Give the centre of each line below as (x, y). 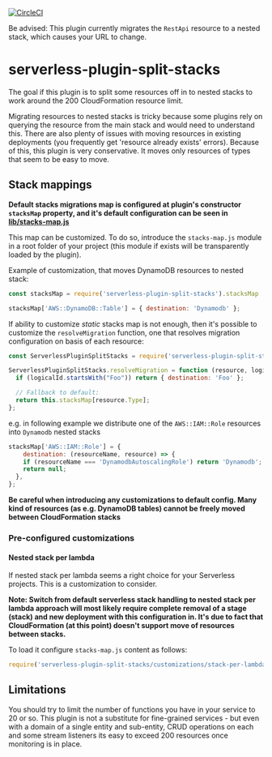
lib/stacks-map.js (39, 221)
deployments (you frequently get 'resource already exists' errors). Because (134, 142)
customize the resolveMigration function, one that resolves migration (124, 332)
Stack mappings (50, 185)
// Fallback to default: (57, 393)
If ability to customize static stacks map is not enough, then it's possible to (133, 323)
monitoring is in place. (45, 744)
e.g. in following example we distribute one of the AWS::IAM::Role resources (135, 423)
